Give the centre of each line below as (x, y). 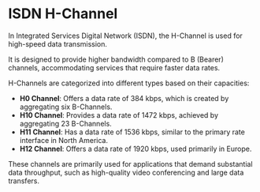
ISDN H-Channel (63, 14)
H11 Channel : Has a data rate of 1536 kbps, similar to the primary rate (132, 132)
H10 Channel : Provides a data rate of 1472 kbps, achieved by (119, 115)
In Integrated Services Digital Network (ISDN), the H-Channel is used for (125, 36)
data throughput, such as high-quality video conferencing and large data (126, 172)
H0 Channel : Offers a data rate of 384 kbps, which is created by (124, 98)
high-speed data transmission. (58, 43)
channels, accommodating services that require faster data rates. (114, 67)
